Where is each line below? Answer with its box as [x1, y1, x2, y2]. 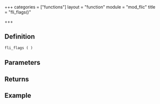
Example [4, 91, 31, 100]
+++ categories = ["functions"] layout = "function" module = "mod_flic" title [4, 4, 156, 10]
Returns [4, 75, 29, 83]
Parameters [4, 59, 41, 67]
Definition [4, 32, 35, 41]
